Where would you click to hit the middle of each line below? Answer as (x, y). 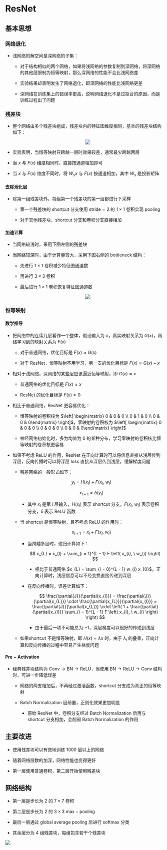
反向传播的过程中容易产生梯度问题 (64, 645)
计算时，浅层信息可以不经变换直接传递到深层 (85, 575)
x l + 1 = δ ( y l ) (91, 493)
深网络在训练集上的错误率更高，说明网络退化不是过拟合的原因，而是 (90, 93)
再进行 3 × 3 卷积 (37, 276)
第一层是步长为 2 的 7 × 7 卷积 (43, 801)
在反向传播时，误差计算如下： (58, 586)
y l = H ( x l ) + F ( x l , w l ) (91, 482)
